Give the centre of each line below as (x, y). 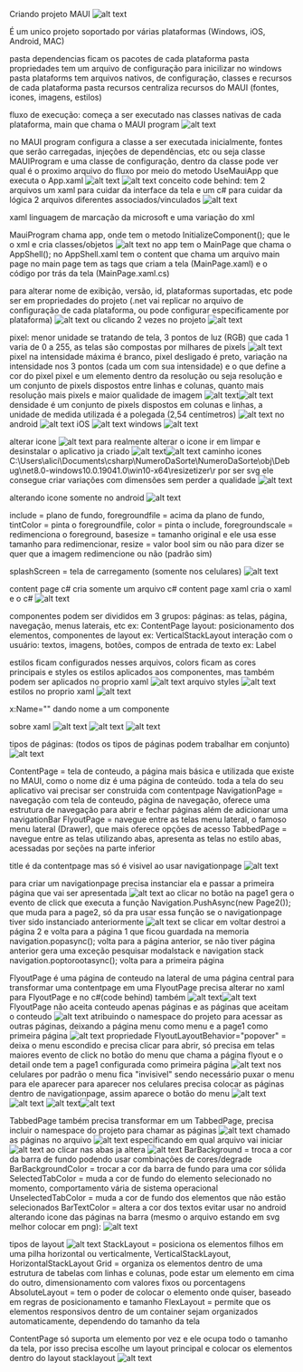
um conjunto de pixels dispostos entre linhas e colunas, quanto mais (137, 386)
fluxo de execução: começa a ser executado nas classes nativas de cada (146, 115)
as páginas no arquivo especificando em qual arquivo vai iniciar (146, 1140)
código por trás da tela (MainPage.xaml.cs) (90, 273)
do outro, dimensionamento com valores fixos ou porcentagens (128, 1283)
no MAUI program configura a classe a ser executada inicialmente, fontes (146, 142)
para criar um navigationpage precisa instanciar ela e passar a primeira (142, 883)
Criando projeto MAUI (50, 14)
